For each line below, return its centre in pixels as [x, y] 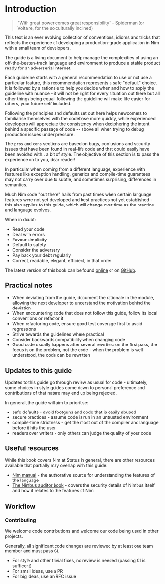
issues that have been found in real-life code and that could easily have [77, 149]
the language [26, 480]
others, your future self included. [38, 103]
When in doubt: [21, 219]
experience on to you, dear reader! [40, 159]
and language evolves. [28, 210]
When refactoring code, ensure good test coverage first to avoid [77, 323]
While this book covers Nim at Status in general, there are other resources [80, 460]
